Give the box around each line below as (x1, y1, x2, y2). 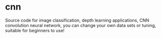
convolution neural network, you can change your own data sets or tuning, (5, 22, 156, 28)
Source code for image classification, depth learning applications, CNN (5, 17, 149, 23)
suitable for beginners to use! (5, 27, 65, 33)
